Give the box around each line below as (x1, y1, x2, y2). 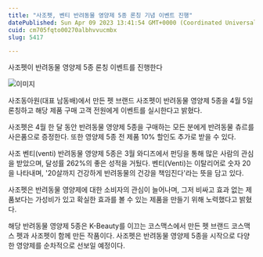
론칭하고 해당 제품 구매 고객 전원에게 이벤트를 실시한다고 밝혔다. (8, 106, 203, 115)
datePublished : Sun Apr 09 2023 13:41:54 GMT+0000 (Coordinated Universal (8, 19, 258, 27)
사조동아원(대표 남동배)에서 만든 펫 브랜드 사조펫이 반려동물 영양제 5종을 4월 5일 (8, 96, 254, 106)
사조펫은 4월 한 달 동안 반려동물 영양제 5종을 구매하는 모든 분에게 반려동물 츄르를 (8, 122, 254, 132)
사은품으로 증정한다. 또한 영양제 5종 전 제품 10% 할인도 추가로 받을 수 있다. (8, 132, 236, 142)
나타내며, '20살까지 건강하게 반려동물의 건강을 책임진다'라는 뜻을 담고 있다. (16, 168, 244, 178)
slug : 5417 (8, 33, 44, 42)
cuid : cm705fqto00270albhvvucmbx (8, 26, 117, 34)
